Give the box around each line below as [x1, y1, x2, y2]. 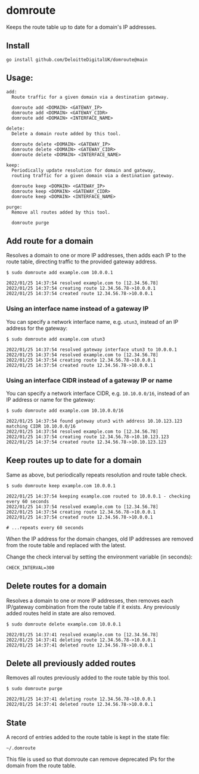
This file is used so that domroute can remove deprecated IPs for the [6, 755, 175, 763]
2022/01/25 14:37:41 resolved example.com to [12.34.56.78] [6, 632, 159, 638]
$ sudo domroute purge [6, 686, 63, 692]
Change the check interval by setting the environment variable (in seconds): [6, 553, 192, 560]
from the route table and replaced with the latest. [6, 541, 126, 548]
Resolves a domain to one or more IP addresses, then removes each [6, 597, 174, 604]
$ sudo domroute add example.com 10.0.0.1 [6, 270, 113, 276]
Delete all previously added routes [6, 658, 136, 668]
